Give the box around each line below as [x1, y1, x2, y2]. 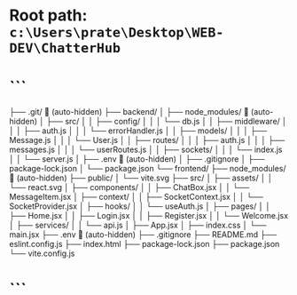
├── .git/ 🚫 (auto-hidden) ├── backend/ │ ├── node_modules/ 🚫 [9, 107, 250, 117]
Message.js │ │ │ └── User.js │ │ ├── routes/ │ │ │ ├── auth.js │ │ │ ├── [9, 135, 285, 146]
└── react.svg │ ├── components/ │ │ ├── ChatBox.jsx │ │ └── [9, 182, 250, 193]
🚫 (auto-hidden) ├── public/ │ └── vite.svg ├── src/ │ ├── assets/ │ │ [9, 172, 273, 183]
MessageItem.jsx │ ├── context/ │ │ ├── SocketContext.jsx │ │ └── [9, 192, 264, 203]
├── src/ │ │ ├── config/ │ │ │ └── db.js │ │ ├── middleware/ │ [45, 116, 288, 127]
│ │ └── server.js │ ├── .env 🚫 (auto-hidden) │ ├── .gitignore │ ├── [9, 154, 265, 164]
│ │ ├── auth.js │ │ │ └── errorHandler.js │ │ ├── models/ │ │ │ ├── [9, 125, 268, 136]
